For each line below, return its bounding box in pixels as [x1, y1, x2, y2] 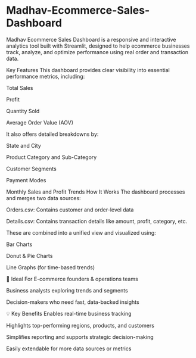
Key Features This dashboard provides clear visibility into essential [6, 66, 170, 73]
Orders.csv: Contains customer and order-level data [6, 206, 134, 213]
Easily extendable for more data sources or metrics [6, 345, 132, 352]
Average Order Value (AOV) [6, 119, 73, 126]
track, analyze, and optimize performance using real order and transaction [6, 48, 189, 55]
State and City [6, 142, 42, 149]
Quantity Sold [6, 107, 40, 114]
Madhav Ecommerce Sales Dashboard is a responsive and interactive [6, 36, 176, 43]
